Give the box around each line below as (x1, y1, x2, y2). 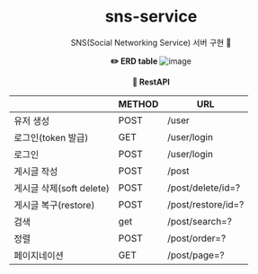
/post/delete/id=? (167, 181, 241, 194)
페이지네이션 (13, 249, 65, 261)
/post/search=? (167, 215, 232, 227)
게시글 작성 (13, 164, 58, 177)
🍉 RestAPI (131, 76, 171, 87)
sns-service (104, 6, 198, 27)
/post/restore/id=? (167, 198, 245, 210)
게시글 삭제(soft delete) (13, 181, 111, 194)
